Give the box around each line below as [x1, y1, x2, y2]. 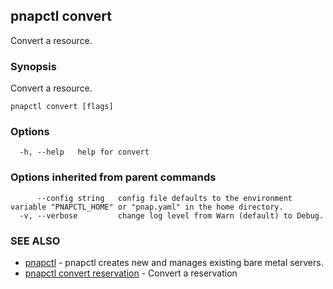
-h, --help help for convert [19, 147, 150, 158]
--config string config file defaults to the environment [36, 193, 293, 203]
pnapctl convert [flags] [10, 102, 114, 112]
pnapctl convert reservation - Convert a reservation [24, 267, 238, 279]
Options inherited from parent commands [10, 170, 217, 184]
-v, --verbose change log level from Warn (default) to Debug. [19, 210, 325, 221]
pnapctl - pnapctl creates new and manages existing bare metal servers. [24, 257, 324, 268]
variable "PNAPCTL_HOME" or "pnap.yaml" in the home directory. [10, 202, 284, 212]
